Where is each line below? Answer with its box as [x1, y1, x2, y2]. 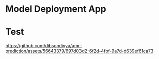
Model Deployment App [5, 3, 107, 15]
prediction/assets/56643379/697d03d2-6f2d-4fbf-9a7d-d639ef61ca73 [5, 48, 154, 54]
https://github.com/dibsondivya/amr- [5, 43, 82, 49]
